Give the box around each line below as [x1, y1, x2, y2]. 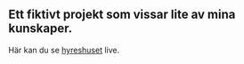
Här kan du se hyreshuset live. [8, 44, 120, 55]
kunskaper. [8, 21, 73, 36]
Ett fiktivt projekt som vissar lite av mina [8, 7, 236, 22]
